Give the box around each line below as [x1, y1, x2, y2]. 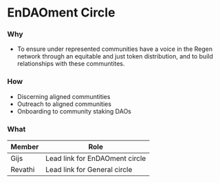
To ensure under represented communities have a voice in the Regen [16, 45, 213, 53]
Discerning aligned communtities [16, 92, 111, 100]
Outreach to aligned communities [16, 100, 112, 108]
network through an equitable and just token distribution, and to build [16, 52, 213, 61]
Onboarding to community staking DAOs [16, 107, 132, 115]
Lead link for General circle [45, 165, 133, 175]
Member [10, 142, 39, 152]
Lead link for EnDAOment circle [45, 153, 146, 163]
